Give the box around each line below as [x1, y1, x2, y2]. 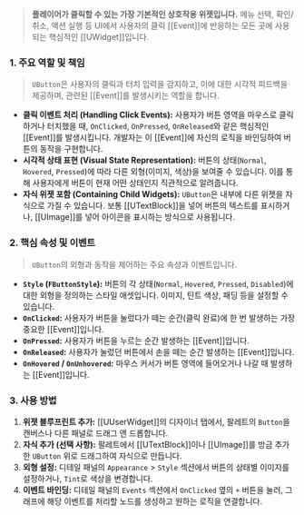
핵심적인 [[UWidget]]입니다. [48, 32, 150, 42]
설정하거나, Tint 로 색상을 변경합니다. [22, 472, 153, 484]
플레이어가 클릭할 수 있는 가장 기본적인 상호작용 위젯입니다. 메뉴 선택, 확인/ [31, 9, 294, 19]
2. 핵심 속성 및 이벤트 [9, 236, 96, 249]
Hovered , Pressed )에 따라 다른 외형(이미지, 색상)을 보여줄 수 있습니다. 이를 [22, 166, 284, 177]
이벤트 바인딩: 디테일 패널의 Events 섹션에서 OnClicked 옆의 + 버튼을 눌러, [22, 484, 284, 495]
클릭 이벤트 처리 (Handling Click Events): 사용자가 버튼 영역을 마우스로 [22, 109, 278, 121]
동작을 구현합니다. [39, 144, 103, 154]
